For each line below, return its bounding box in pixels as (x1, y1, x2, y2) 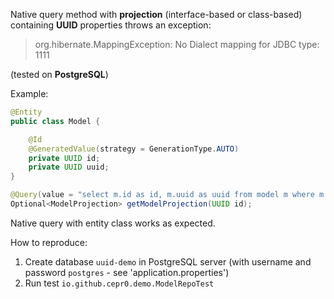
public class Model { (10, 116, 101, 126)
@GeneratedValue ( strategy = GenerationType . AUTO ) (28, 144, 240, 154)
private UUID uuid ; (28, 162, 110, 173)
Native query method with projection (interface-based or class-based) (10, 9, 303, 20)
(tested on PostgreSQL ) (10, 69, 109, 80)
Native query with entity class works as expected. (10, 217, 216, 229)
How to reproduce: (10, 236, 88, 248)
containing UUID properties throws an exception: (10, 19, 212, 31)
